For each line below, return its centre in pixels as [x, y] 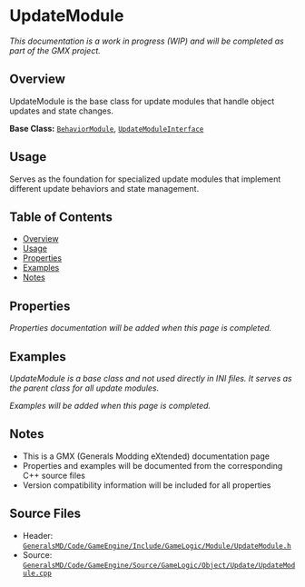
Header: [38, 535]
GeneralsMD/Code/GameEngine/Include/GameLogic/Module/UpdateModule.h [157, 546]
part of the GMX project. [55, 50]
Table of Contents [61, 217]
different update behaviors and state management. [104, 188]
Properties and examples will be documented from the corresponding [152, 465]
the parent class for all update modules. [84, 388]
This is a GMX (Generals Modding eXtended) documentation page [146, 456]
